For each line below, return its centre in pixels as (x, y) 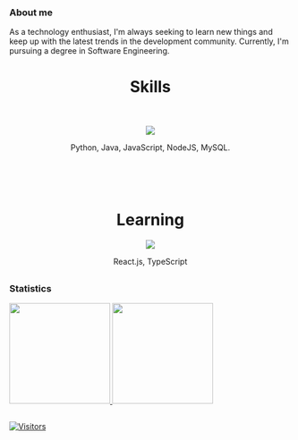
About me (31, 13)
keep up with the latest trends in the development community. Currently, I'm (149, 41)
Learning (150, 220)
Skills (150, 87)
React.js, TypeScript (150, 262)
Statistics (30, 288)
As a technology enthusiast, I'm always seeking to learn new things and (141, 32)
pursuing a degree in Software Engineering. (89, 51)
